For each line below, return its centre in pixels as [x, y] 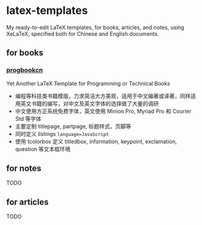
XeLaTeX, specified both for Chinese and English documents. [83, 33]
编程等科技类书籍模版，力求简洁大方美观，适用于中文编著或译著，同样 [103, 96]
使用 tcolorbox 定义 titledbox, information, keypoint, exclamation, [96, 141]
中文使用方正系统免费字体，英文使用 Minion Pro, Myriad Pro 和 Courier [103, 111]
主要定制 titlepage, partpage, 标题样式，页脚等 [73, 126]
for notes [24, 168]
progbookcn [25, 70]
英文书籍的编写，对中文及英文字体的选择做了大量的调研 [89, 103]
